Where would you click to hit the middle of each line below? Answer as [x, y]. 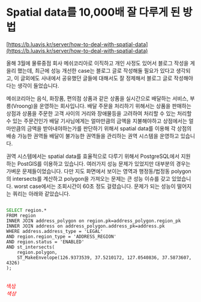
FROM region [21, 216]
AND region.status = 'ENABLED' [45, 242]
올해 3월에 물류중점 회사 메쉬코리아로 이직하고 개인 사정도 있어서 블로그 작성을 [97, 63]
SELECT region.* [26, 210]
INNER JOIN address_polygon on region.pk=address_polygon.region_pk [94, 221]
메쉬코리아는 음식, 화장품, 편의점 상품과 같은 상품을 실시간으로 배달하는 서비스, [97, 98]
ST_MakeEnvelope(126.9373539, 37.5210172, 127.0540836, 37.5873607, [104, 258]
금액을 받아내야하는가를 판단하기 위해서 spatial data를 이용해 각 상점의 [109, 128]
